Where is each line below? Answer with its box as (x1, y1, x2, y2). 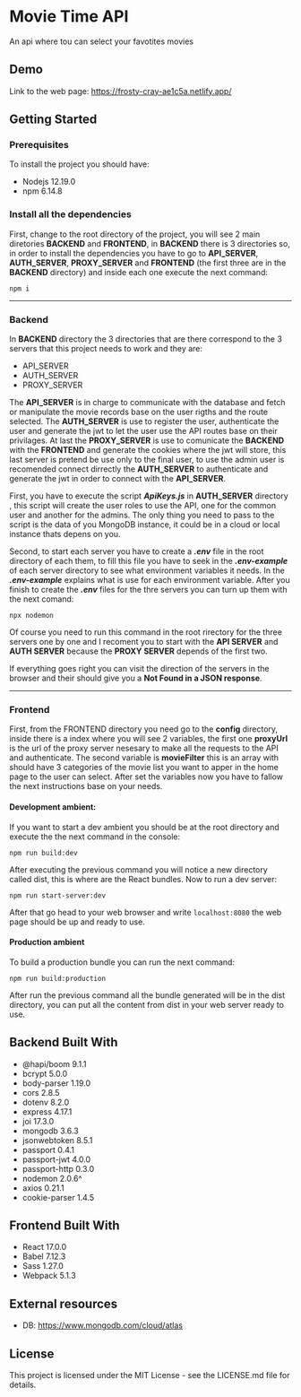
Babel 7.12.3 (21, 1251, 66, 1262)
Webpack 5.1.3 (21, 1271, 76, 1281)
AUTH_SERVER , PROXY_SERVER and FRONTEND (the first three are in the (9, 257, 287, 268)
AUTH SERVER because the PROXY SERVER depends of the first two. (9, 646, 268, 656)
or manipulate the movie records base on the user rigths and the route (9, 406, 269, 418)
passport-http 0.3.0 (21, 1163, 95, 1174)
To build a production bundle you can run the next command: (9, 957, 236, 967)
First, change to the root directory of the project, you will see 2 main (9, 229, 261, 239)
